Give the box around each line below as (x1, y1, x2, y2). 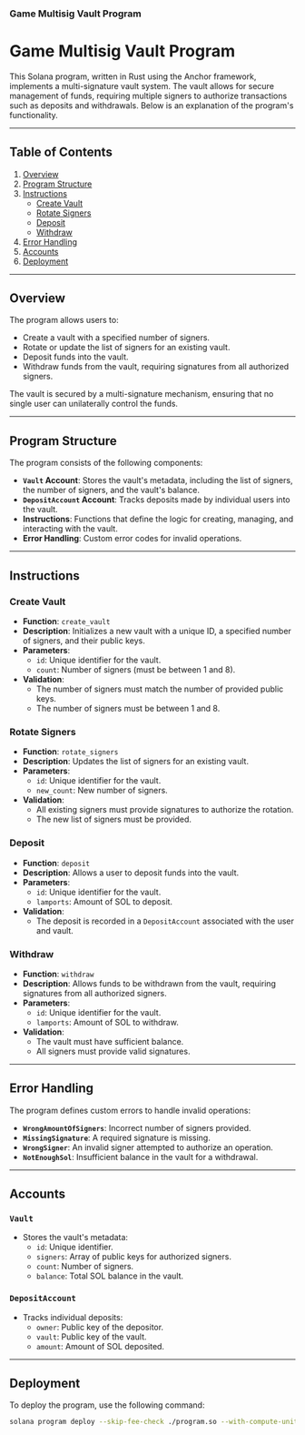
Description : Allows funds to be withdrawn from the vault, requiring (22, 977, 277, 989)
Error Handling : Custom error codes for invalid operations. (22, 533, 242, 544)
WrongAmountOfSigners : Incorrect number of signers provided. (22, 1122, 251, 1133)
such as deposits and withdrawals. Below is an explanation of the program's (9, 99, 294, 111)
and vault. (35, 925, 74, 935)
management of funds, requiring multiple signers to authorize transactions (9, 90, 288, 101)
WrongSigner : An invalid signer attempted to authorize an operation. (22, 1141, 274, 1153)
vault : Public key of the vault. (35, 1331, 147, 1342)
